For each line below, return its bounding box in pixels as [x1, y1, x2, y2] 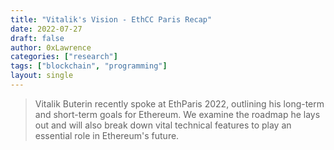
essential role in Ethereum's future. [34, 129, 180, 141]
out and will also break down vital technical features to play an [34, 119, 292, 131]
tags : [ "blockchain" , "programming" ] [10, 61, 168, 71]
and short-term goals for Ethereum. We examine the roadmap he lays [34, 108, 321, 120]
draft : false [10, 33, 65, 43]
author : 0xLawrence [10, 42, 92, 53]
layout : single [10, 71, 74, 81]
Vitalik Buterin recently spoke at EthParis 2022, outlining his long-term [34, 97, 325, 110]
